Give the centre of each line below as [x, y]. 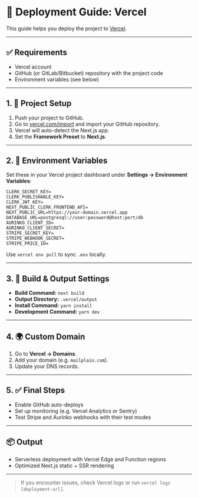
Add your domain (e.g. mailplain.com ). [61, 360]
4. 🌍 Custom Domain [46, 336]
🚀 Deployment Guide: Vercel [76, 12]
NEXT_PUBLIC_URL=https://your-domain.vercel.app [67, 213]
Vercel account [33, 67]
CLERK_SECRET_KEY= [29, 192]
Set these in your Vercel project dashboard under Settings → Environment [97, 175]
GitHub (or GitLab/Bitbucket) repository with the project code [89, 73]
